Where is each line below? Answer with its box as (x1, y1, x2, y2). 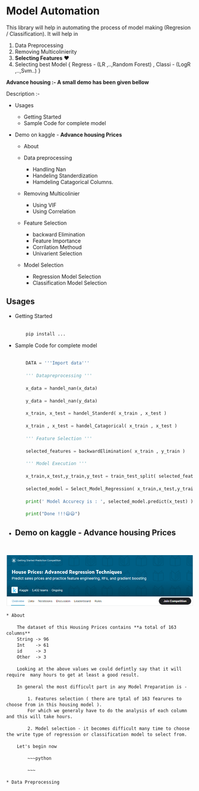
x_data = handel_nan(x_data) (26, 385, 98, 391)
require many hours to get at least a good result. (6, 672, 140, 678)
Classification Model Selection (32, 279, 107, 286)
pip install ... (26, 331, 66, 337)
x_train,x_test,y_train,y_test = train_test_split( (26, 474, 156, 479)
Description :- (6, 90, 40, 97)
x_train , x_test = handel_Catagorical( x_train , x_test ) (26, 423, 178, 429)
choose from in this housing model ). (6, 702, 102, 708)
